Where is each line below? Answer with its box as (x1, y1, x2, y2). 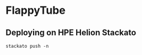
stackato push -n (5, 43, 49, 49)
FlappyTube (5, 4, 66, 17)
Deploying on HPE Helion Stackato (5, 27, 137, 38)
